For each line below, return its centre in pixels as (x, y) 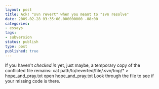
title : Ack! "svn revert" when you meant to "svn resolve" (67, 14)
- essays (14, 28)
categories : (17, 23)
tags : (11, 33)
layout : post (19, 10)
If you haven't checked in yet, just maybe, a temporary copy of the (73, 65)
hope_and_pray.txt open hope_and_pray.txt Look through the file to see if (79, 76)
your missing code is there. (33, 81)
